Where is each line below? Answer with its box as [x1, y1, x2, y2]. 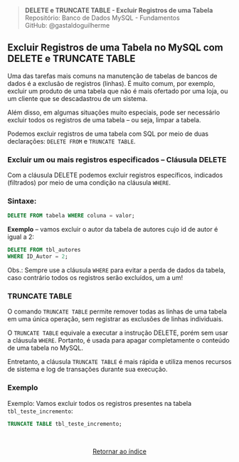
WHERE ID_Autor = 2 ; [7, 253, 69, 260]
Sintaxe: [7, 196, 37, 206]
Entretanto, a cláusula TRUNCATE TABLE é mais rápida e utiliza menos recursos [7, 358, 232, 366]
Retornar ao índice [92, 447, 147, 456]
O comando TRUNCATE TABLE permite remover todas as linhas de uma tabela [7, 307, 228, 316]
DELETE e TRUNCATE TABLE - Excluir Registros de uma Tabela [24, 6, 213, 14]
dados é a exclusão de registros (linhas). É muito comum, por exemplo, [7, 79, 216, 87]
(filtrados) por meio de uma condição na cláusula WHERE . [7, 178, 171, 187]
